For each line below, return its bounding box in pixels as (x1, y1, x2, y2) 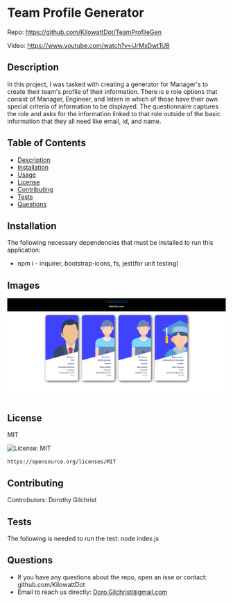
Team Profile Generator (7, 5, 144, 21)
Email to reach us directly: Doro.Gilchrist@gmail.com (17, 588, 168, 596)
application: (7, 246, 41, 255)
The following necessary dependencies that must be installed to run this (7, 239, 214, 247)
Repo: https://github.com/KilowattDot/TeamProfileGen (7, 28, 162, 36)
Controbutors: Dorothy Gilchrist (7, 496, 97, 504)
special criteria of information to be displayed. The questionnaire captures (7, 102, 219, 111)
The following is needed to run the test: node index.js (7, 534, 159, 542)
